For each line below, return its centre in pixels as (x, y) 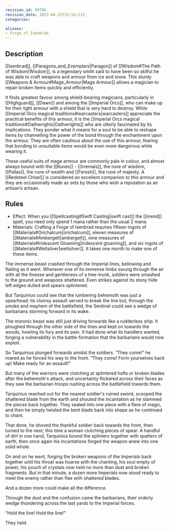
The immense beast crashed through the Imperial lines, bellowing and (78, 264)
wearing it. (16, 151)
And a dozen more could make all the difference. (56, 488)
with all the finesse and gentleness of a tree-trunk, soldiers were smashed (83, 274)
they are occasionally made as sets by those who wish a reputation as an (82, 183)
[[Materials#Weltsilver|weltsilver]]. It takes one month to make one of (85, 249)
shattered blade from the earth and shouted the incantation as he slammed (83, 399)
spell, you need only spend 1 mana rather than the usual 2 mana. (80, 222)
